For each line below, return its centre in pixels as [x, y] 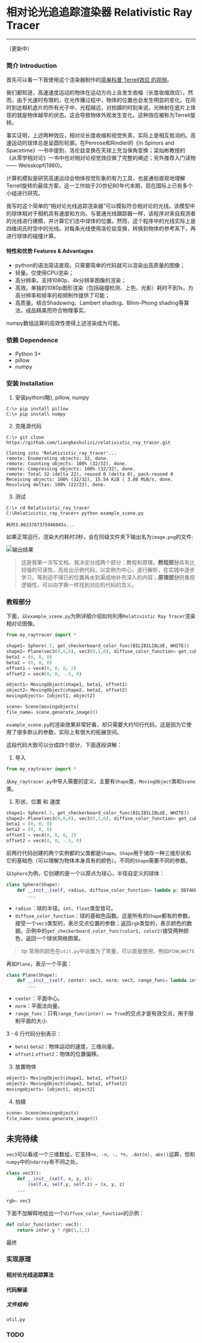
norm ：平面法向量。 [39, 1006]
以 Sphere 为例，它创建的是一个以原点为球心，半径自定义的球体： [85, 873]
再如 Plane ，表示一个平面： [39, 964]
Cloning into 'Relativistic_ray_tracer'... [62, 453]
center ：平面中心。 [39, 999]
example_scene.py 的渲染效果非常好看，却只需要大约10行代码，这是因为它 [96, 724]
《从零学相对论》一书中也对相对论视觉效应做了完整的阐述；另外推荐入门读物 [101, 158]
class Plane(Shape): [32, 975]
